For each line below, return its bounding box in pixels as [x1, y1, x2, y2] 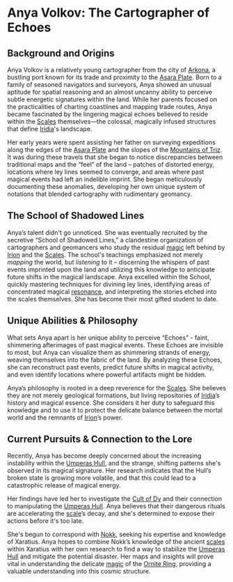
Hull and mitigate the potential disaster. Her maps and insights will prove [7, 552, 214, 560]
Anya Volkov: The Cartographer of [7, 5, 210, 21]
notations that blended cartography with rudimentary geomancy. [7, 190, 193, 198]
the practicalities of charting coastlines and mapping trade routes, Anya [7, 103, 213, 110]
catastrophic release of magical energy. [7, 481, 121, 490]
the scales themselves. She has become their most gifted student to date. [7, 294, 218, 303]
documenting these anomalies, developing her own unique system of [7, 183, 205, 190]
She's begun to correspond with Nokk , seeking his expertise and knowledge [7, 530, 226, 539]
